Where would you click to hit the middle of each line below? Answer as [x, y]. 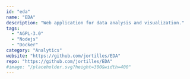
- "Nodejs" [25, 39]
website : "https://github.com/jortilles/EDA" [63, 56]
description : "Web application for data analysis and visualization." [95, 23]
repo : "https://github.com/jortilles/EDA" [59, 61]
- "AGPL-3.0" [28, 34]
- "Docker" [25, 45]
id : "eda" [18, 12]
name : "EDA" [21, 17]
